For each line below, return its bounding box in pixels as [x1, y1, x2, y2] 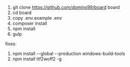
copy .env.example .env [12, 15, 62, 21]
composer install [12, 20, 47, 26]
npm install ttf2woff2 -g [12, 56, 62, 62]
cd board [12, 10, 32, 16]
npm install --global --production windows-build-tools [12, 50, 125, 56]
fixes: [5, 41, 17, 47]
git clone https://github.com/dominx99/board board [12, 5, 120, 10]
